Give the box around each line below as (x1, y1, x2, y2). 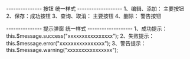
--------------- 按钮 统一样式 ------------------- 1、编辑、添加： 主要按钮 (6, 5, 185, 12)
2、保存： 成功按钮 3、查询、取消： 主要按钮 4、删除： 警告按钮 (6, 12, 161, 19)
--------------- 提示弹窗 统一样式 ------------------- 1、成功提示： (6, 25, 168, 32)
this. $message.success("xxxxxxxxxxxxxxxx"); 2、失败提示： (6, 32, 155, 40)
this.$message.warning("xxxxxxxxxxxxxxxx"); (6, 47, 119, 53)
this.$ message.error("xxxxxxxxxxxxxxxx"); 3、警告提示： (6, 40, 146, 47)
